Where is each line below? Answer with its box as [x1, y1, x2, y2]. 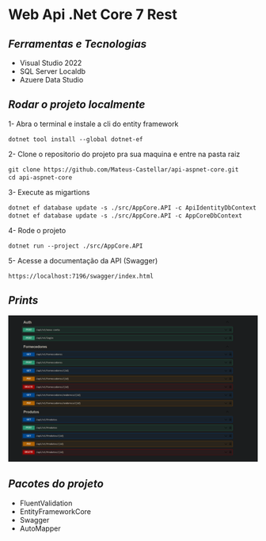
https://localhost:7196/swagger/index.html [8, 272, 154, 280]
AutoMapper [19, 524, 61, 533]
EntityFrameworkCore [19, 506, 91, 516]
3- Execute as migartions [8, 187, 90, 197]
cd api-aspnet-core [8, 173, 73, 182]
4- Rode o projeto [8, 225, 66, 235]
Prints [8, 294, 39, 307]
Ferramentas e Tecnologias [8, 37, 147, 51]
